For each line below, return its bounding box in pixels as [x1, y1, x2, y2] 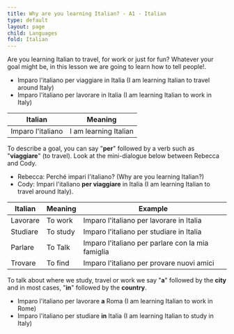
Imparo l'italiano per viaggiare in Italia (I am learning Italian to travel [17, 76, 210, 84]
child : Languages [7, 29, 58, 37]
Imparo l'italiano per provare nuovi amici [83, 258, 214, 268]
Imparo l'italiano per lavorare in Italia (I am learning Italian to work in [17, 91, 212, 100]
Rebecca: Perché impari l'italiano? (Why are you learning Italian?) [17, 173, 204, 181]
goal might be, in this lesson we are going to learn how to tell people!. [7, 63, 207, 71]
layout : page [7, 23, 45, 30]
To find [46, 258, 70, 268]
